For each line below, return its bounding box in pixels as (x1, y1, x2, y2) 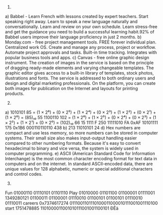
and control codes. (5, 171, 43, 177)
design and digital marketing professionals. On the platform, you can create (5, 80, 156, 86)
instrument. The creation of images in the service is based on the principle (5, 60, 154, 65)
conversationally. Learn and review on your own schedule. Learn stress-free (5, 24, 158, 30)
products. (5, 91, 24, 96)
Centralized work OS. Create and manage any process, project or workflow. (5, 45, 156, 50)
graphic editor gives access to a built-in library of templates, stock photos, (5, 70, 154, 76)
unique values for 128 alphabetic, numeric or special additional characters (5, 166, 153, 171)
